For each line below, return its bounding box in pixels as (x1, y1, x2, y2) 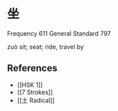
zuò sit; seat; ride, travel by (7, 42, 84, 51)
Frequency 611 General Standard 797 (7, 29, 111, 38)
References (7, 62, 58, 74)
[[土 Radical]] (16, 96, 55, 104)
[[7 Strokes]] (16, 88, 53, 96)
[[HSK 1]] (16, 80, 43, 89)
